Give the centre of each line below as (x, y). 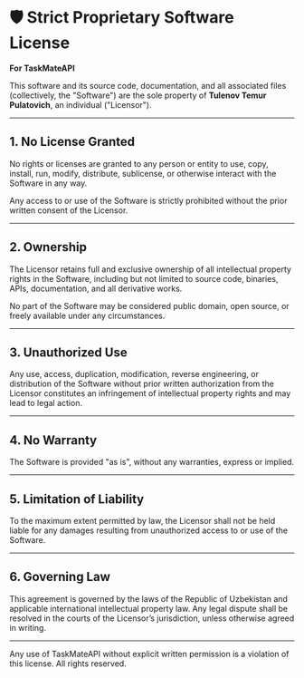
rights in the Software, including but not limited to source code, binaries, (144, 278)
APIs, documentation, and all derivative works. (96, 288)
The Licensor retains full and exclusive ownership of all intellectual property (151, 269)
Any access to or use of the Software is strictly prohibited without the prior (148, 200)
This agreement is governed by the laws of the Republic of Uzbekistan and (148, 598)
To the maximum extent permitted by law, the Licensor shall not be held (142, 521)
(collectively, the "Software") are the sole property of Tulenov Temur (138, 95)
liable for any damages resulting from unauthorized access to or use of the (148, 530)
